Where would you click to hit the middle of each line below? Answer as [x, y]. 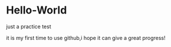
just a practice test [29, 26]
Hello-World [37, 10]
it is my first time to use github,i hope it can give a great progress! [86, 38]
